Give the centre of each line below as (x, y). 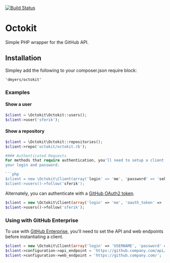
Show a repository (25, 131)
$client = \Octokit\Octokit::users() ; (46, 115)
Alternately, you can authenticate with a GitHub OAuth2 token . (70, 193)
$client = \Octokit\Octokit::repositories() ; (54, 142)
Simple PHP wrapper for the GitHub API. (47, 42)
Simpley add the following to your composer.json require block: (71, 70)
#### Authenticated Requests (36, 156)
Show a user (18, 104)
